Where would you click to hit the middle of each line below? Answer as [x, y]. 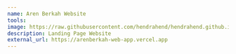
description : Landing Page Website [59, 33]
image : [17, 27]
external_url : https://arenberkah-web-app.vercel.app [88, 40]
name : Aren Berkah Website [47, 14]
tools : [17, 20]
